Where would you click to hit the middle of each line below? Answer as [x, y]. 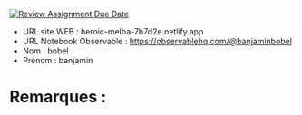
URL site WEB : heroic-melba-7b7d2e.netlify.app [113, 31]
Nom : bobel [46, 51]
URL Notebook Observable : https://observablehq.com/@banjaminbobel [157, 41]
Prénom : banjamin [58, 60]
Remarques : [58, 97]
